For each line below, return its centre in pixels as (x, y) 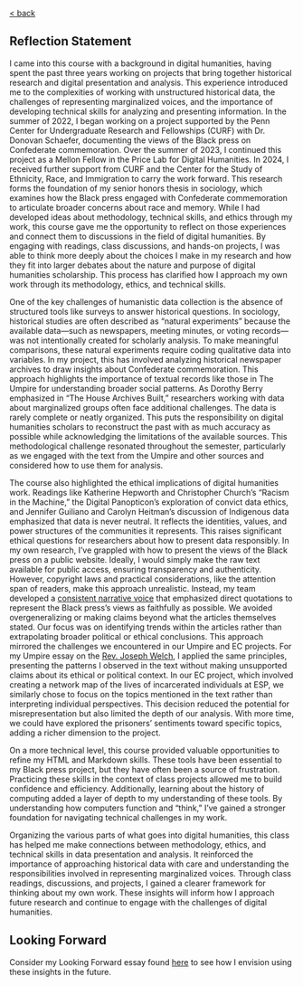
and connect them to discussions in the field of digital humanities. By (138, 236)
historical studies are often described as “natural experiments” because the (150, 321)
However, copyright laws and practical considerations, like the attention (142, 579)
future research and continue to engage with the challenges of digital (138, 902)
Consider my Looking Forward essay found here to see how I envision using (151, 962)
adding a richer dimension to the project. (85, 733)
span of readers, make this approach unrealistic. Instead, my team (133, 588)
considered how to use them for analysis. (86, 465)
